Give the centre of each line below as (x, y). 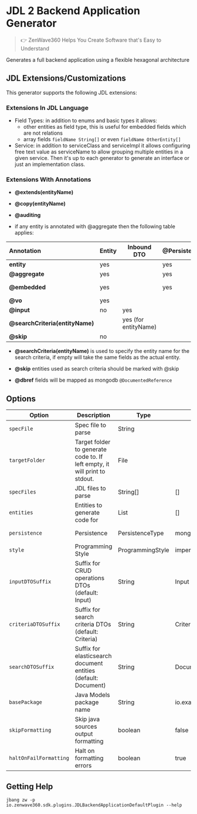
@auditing (28, 215)
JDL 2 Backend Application (73, 11)
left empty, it (92, 464)
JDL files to (91, 488)
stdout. (84, 479)
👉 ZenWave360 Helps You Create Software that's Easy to (91, 40)
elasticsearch (93, 656)
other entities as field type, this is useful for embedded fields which (105, 127)
